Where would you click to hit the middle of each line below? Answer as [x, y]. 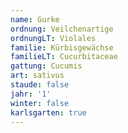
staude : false [40, 85]
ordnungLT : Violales [53, 38]
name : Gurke [35, 19]
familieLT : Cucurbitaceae [64, 57]
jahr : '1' [31, 94]
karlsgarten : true [48, 112]
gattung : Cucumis [46, 66]
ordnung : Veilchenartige [62, 29]
